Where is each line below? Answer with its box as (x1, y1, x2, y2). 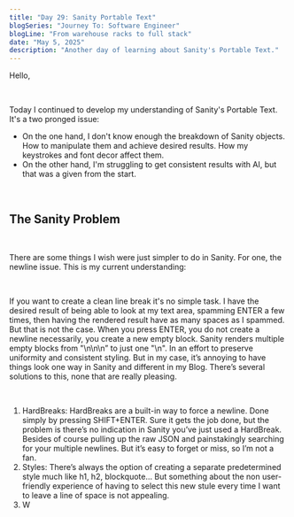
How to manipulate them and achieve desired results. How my (21, 141, 249, 151)
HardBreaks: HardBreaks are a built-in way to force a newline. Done (21, 405, 269, 416)
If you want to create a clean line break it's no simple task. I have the (9, 296, 259, 306)
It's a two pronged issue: (9, 114, 100, 125)
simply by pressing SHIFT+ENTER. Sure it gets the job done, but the (21, 414, 270, 425)
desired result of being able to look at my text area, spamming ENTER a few (9, 305, 285, 315)
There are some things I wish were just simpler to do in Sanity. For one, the (9, 251, 282, 262)
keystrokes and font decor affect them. (21, 150, 165, 160)
